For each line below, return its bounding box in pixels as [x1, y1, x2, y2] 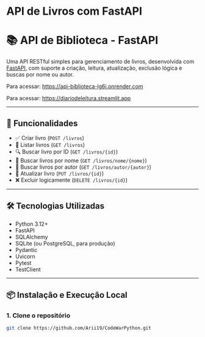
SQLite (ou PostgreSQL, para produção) [15, 240, 116, 247]
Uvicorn [15, 253, 35, 260]
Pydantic [15, 246, 38, 253]
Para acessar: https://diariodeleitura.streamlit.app [6, 95, 131, 102]
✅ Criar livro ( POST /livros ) [15, 134, 84, 141]
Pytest [15, 259, 32, 267]
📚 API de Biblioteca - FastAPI [6, 34, 159, 47]
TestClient [15, 265, 41, 273]
